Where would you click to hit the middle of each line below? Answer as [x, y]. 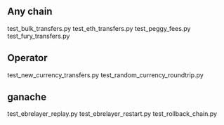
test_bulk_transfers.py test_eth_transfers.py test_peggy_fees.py [99, 28]
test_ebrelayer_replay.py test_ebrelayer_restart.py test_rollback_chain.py [112, 114]
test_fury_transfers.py [39, 36]
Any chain [30, 12]
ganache [27, 97]
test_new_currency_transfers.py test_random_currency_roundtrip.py [105, 75]
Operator [27, 58]
